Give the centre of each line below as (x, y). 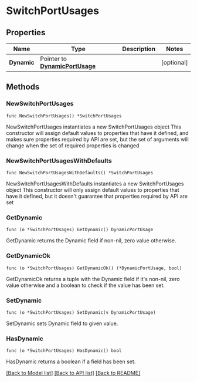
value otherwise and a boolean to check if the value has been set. (86, 285)
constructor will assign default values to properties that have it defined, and (97, 133)
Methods (23, 87)
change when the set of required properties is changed (73, 146)
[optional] (174, 62)
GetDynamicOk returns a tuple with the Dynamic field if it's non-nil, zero (93, 279)
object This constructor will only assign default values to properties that (93, 190)
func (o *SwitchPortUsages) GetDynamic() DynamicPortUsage (80, 230)
